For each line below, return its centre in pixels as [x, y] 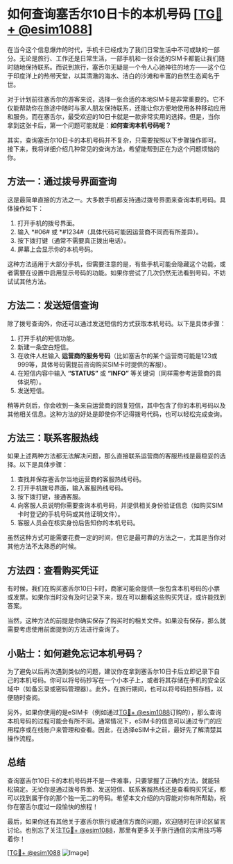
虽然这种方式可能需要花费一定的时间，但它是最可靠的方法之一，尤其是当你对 [116, 538]
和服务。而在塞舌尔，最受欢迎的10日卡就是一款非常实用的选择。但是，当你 [114, 116]
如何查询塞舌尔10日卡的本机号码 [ [103, 14]
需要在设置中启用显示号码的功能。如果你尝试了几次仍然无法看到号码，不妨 [119, 273]
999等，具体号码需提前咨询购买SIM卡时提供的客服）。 [94, 364]
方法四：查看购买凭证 [53, 570]
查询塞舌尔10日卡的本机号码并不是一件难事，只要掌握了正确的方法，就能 [111, 781]
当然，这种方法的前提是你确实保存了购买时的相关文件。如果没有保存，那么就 [116, 621]
